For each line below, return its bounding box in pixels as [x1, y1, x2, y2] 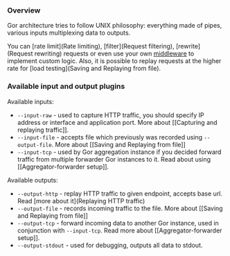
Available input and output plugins [7, 82, 125, 92]
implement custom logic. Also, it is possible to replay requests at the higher [7, 57, 222, 65]
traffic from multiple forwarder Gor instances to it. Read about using [17, 155, 211, 163]
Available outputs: [7, 176, 59, 184]
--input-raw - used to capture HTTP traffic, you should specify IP [17, 110, 204, 119]
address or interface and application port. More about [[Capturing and [17, 118, 218, 126]
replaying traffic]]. [17, 126, 69, 134]
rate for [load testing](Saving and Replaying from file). [7, 65, 161, 73]
